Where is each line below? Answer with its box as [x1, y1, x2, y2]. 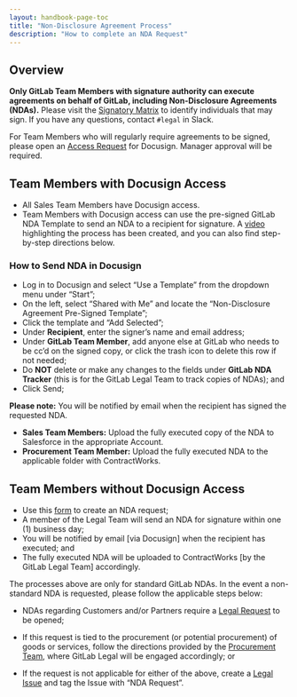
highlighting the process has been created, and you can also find [21, 228, 260, 238]
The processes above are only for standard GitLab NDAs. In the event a [9, 579, 270, 590]
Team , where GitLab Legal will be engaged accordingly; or [21, 651, 236, 661]
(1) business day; [21, 524, 84, 535]
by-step [21, 237, 51, 248]
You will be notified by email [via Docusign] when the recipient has [21, 534, 266, 544]
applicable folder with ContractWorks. [21, 455, 161, 466]
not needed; [21, 355, 67, 366]
